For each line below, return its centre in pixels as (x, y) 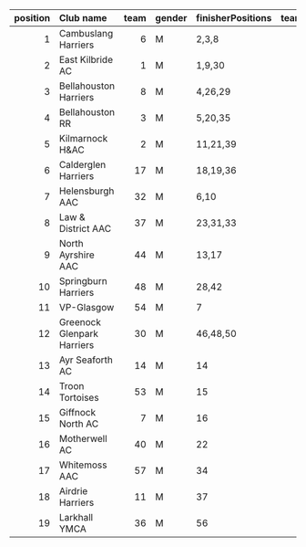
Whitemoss (83, 465)
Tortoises (79, 398)
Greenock (80, 322)
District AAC (85, 229)
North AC (79, 424)
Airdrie (73, 491)
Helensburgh (87, 191)
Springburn (83, 281)
